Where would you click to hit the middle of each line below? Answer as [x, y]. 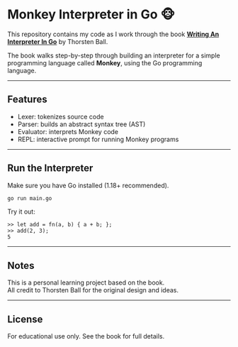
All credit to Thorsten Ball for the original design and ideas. [93, 290]
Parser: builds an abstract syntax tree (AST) [81, 124]
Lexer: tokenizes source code [61, 116]
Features [27, 100]
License [25, 319]
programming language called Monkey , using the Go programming [105, 62]
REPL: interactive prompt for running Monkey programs [98, 139]
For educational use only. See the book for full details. [86, 336]
